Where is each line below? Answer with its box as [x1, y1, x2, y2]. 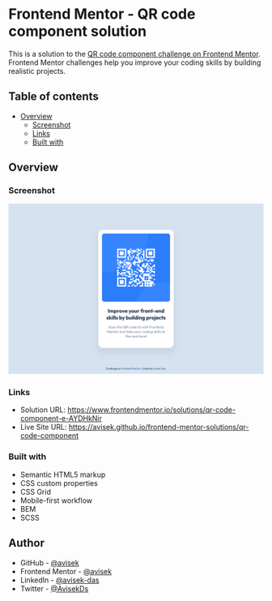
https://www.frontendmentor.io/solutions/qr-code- [67, 405, 236, 414]
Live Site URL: [19, 423, 67, 432]
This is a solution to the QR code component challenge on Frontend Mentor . [8, 49, 261, 58]
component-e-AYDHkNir [19, 414, 103, 423]
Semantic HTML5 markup [19, 470, 106, 479]
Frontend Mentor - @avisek [19, 566, 112, 576]
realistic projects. [8, 66, 66, 75]
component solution [8, 22, 147, 41]
